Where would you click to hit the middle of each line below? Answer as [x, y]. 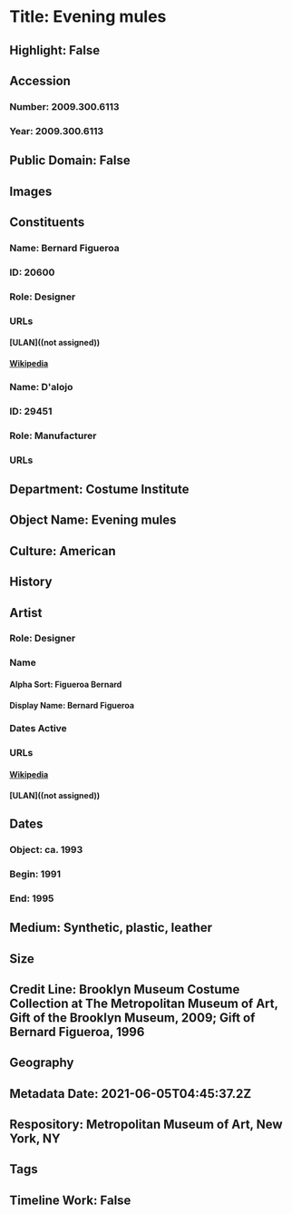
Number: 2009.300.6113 [64, 106]
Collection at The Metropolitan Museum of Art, [144, 1003]
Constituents [47, 222]
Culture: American [63, 551]
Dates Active [39, 729]
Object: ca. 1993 [46, 849]
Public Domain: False [70, 161]
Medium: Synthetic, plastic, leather [111, 928]
